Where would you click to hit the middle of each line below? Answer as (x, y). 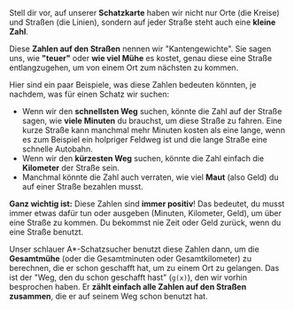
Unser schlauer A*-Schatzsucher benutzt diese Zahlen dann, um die (134, 249)
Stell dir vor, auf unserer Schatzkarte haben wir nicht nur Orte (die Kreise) (145, 13)
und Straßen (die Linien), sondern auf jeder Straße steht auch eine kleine (143, 22)
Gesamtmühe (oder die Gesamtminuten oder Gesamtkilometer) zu (131, 259)
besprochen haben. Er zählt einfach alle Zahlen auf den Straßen (128, 287)
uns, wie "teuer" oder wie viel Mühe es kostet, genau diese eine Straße (141, 58)
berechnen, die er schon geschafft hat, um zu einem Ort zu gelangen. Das (144, 268)
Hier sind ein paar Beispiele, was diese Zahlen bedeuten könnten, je (133, 85)
